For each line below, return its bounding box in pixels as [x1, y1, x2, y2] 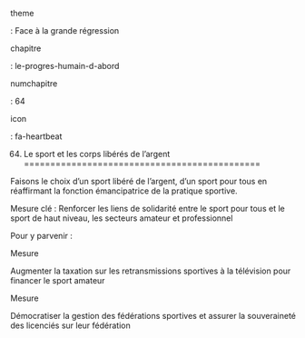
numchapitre [10, 78, 58, 89]
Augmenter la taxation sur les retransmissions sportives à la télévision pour [10, 265, 291, 276]
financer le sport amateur [10, 275, 105, 285]
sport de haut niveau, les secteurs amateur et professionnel [10, 213, 233, 224]
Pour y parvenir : [10, 231, 74, 241]
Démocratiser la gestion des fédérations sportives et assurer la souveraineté [10, 311, 296, 321]
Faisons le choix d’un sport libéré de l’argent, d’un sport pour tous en [10, 176, 268, 186]
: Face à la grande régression [10, 25, 120, 35]
